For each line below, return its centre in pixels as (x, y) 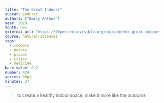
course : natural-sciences (31, 37)
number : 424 (17, 73)
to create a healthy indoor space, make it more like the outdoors (81, 95)
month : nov (16, 28)
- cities (18, 59)
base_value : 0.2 (21, 68)
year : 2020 (16, 23)
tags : (10, 41)
